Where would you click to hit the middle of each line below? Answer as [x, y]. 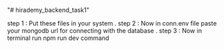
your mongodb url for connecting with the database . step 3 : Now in [105, 31]
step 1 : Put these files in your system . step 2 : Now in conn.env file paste [112, 23]
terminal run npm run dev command [58, 38]
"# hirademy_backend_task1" [48, 10]
